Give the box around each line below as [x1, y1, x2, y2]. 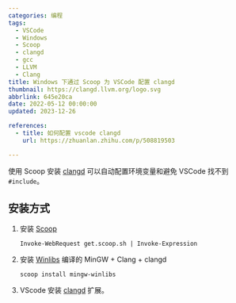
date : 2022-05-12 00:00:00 [8, 100, 97, 108]
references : [8, 122, 48, 130]
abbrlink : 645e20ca [8, 93, 73, 101]
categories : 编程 [8, 11, 63, 20]
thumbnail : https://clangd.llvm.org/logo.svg [8, 85, 161, 94]
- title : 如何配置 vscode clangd [15, 129, 121, 137]
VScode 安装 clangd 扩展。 [19, 286, 109, 295]
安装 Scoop [19, 224, 58, 234]
